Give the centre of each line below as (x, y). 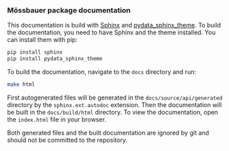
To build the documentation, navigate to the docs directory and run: (102, 72)
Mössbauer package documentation (69, 10)
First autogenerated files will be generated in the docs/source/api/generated (115, 97)
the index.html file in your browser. (57, 119)
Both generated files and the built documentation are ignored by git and (108, 132)
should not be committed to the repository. (68, 140)
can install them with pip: (42, 40)
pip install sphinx (35, 53)
